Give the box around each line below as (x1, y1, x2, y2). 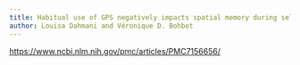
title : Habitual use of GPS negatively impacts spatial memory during (9, 12, 278, 22)
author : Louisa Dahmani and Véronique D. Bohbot (9, 21, 194, 30)
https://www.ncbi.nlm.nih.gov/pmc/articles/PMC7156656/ (9, 45, 221, 56)
